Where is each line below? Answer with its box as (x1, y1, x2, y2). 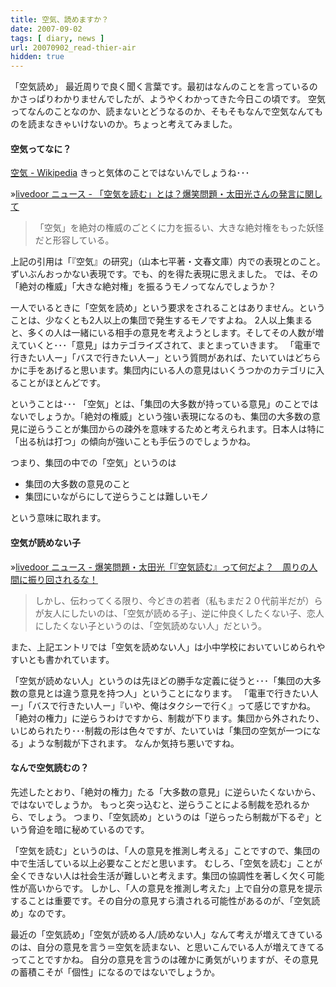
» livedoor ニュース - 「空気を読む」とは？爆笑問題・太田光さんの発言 (10, 188, 297, 200)
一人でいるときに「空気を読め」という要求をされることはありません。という (10, 302, 326, 314)
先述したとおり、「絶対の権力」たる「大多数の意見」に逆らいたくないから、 (10, 786, 322, 798)
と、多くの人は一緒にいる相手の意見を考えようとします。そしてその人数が (10, 327, 316, 339)
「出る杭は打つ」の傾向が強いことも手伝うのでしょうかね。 (10, 436, 256, 448)
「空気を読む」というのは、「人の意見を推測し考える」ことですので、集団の (10, 844, 321, 856)
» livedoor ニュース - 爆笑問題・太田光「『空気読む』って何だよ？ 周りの (10, 561, 310, 573)
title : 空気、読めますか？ (10, 14, 110, 25)
